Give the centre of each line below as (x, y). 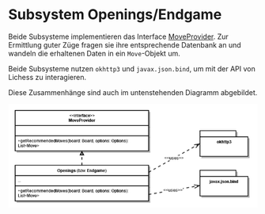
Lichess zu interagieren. (47, 77)
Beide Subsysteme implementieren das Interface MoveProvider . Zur (119, 36)
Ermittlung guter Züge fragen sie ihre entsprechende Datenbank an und (125, 44)
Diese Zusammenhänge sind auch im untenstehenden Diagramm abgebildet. (133, 92)
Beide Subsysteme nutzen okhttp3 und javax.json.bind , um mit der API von (132, 68)
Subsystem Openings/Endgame (115, 15)
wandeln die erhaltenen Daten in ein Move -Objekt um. (94, 53)
